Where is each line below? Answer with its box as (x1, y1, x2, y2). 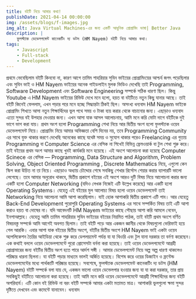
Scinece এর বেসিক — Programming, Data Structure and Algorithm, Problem (6, 154, 181, 161)
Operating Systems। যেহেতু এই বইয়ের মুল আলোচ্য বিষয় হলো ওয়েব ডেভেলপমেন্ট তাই (6, 187, 165, 194)
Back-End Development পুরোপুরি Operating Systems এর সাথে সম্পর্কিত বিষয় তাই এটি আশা (6, 200, 190, 207)
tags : (6, 42, 19, 48)
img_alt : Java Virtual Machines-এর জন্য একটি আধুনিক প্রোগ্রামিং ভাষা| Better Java (6, 25, 181, 31)
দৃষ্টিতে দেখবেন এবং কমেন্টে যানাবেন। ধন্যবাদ (6, 286, 80, 293)
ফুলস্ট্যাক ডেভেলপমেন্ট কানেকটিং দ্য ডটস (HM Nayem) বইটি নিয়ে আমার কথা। (16, 36, 148, 42)
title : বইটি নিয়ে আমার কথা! (6, 8, 62, 15)
